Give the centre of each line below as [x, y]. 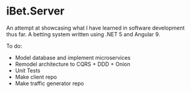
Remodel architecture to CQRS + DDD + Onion [73, 64]
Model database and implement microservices [73, 57]
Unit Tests [28, 70]
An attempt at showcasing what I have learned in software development [95, 28]
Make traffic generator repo [50, 83]
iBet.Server [35, 11]
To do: [14, 46]
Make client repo [36, 77]
